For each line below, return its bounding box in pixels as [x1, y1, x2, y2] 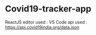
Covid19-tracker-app [5, 3, 92, 14]
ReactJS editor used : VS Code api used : [5, 19, 87, 25]
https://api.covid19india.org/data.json [5, 24, 80, 30]
